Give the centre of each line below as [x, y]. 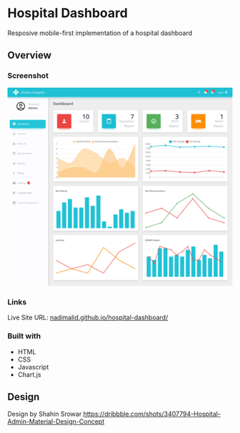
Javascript [33, 367]
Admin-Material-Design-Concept [56, 422]
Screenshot [28, 76]
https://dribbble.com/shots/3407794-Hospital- [152, 414]
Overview [30, 55]
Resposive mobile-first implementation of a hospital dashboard [100, 33]
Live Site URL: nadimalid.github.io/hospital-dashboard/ [88, 318]
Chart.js [29, 374]
